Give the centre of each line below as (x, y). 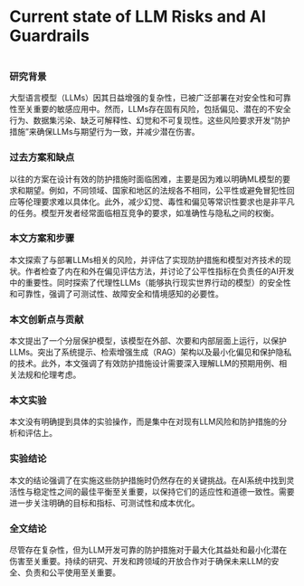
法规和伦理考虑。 (49, 375)
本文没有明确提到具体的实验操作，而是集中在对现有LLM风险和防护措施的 (144, 421)
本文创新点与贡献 (47, 319)
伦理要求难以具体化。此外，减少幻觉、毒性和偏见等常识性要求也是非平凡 (160, 202)
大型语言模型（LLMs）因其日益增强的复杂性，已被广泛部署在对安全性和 (142, 98)
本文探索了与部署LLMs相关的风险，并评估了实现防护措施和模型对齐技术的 (146, 260)
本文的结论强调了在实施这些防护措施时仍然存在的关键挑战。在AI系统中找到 (148, 480)
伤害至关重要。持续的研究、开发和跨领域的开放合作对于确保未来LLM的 (140, 562)
